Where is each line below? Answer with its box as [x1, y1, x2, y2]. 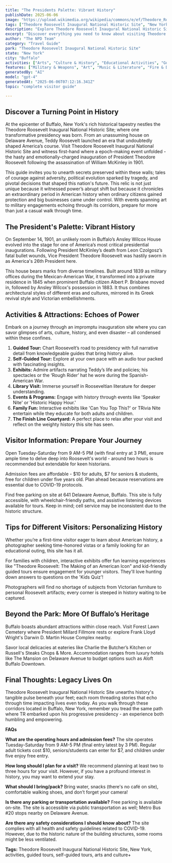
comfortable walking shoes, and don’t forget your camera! [5, 789, 128, 795]
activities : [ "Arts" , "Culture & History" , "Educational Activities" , [5, 60, 159, 65]
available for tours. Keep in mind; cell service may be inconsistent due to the [5, 502, 166, 509]
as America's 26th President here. [5, 258, 77, 264]
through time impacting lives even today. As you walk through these [5, 700, 148, 706]
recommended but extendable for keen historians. [5, 461, 111, 467]
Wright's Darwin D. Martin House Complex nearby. [5, 634, 112, 640]
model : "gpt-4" [5, 75, 38, 80]
